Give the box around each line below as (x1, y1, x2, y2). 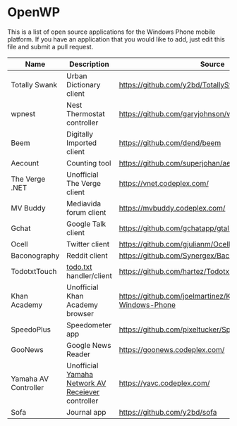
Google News (66, 340, 111, 350)
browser (66, 308, 94, 318)
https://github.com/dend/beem (119, 138, 221, 148)
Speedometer (66, 320, 111, 330)
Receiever (66, 387, 100, 396)
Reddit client (66, 251, 108, 261)
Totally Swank (11, 80, 58, 89)
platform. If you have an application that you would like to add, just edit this (7, 35, 226, 43)
